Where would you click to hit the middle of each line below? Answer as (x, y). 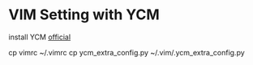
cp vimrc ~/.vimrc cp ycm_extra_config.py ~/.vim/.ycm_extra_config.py (126, 52)
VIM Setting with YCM (84, 15)
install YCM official (40, 37)
